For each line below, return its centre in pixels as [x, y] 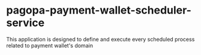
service [25, 23]
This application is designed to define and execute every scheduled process [100, 39]
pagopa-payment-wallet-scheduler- [99, 10]
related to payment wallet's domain [49, 46]
